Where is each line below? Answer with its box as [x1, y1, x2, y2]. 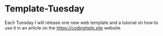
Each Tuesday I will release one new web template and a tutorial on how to [4, 19, 158, 25]
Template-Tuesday [4, 3, 84, 14]
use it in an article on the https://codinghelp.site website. [4, 24, 122, 30]
